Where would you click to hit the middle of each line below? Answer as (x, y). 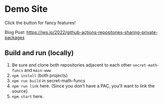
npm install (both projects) (40, 75)
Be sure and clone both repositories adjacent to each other (72, 65)
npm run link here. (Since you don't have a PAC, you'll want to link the (83, 86)
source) (20, 91)
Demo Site (26, 9)
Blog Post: (15, 32)
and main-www (38, 70)
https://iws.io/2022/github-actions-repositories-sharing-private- (92, 32)
